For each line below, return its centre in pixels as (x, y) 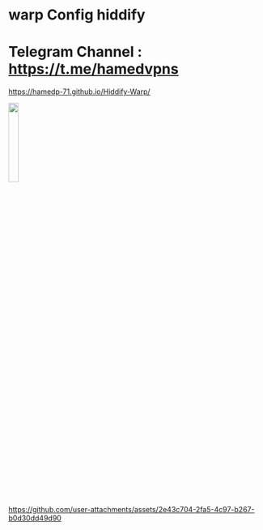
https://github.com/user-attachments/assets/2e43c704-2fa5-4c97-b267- (131, 510)
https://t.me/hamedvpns (94, 69)
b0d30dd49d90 (35, 518)
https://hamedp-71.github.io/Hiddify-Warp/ (80, 92)
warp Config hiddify (77, 15)
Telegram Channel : (76, 52)
